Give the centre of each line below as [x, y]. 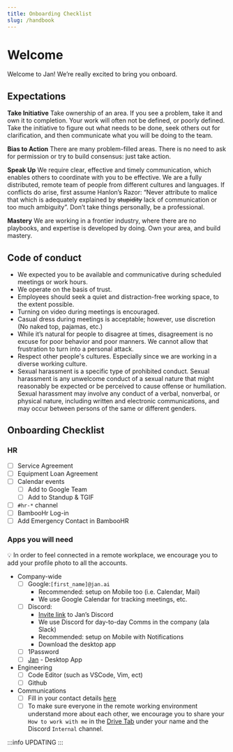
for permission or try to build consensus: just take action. [89, 156]
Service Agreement [45, 466]
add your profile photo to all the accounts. [67, 563]
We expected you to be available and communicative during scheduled [119, 274]
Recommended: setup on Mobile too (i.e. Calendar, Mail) [119, 592]
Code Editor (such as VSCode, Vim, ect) [85, 675]
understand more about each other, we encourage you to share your [126, 714]
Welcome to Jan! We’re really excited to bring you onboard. [92, 74]
